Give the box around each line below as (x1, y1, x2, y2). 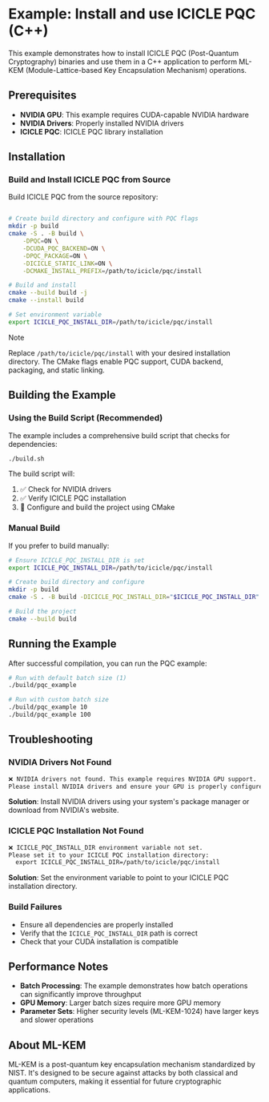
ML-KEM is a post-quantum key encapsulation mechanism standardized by (8, 1060, 256, 1069)
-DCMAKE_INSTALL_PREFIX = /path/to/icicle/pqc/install (22, 267, 203, 275)
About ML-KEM (8, 1038, 86, 1052)
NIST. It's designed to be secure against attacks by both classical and (8, 1068, 239, 1078)
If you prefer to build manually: (8, 541, 110, 550)
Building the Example (8, 388, 116, 402)
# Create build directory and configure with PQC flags (8, 215, 199, 223)
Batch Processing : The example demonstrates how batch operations (19, 981, 248, 991)
